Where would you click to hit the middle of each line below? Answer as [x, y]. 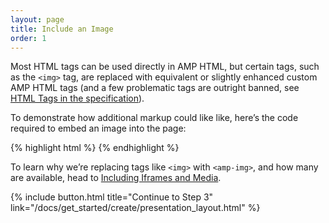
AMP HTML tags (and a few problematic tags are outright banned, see [155, 88]
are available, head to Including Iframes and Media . [116, 178]
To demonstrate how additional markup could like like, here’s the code [154, 118]
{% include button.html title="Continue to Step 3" [112, 197]
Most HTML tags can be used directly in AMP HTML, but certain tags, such [165, 67]
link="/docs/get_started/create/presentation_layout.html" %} [135, 208]
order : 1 [28, 38]
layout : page [37, 19]
